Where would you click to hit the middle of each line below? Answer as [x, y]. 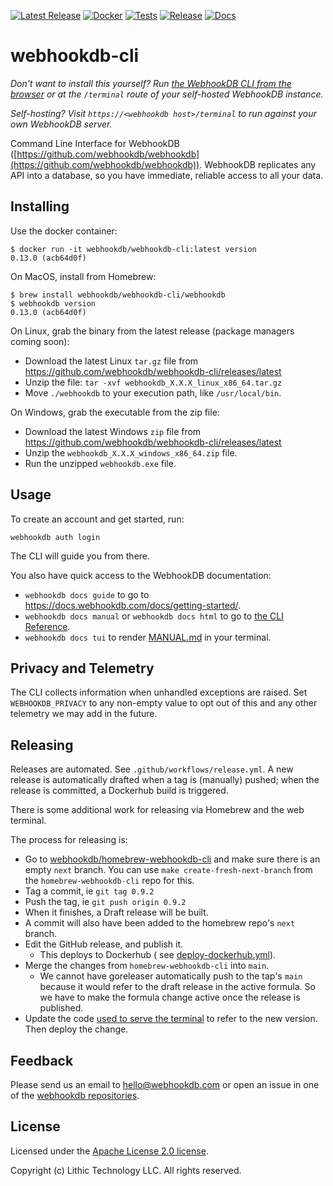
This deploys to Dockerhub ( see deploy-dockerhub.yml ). [158, 955]
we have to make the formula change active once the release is [170, 997]
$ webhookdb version [53, 303]
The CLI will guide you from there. [80, 556]
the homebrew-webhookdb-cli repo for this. [109, 881]
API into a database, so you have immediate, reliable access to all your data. [167, 175]
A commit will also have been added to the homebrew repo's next [160, 923]
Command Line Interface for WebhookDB [95, 143]
